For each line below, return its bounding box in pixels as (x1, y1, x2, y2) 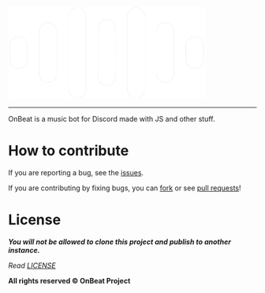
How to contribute (8, 141, 129, 160)
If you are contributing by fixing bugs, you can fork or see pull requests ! (8, 183, 242, 193)
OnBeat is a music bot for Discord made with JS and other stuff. (8, 114, 215, 123)
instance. (8, 245, 41, 254)
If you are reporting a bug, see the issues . (8, 167, 144, 177)
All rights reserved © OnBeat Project (8, 276, 131, 285)
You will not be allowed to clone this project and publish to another (8, 237, 231, 246)
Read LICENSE (8, 261, 57, 270)
